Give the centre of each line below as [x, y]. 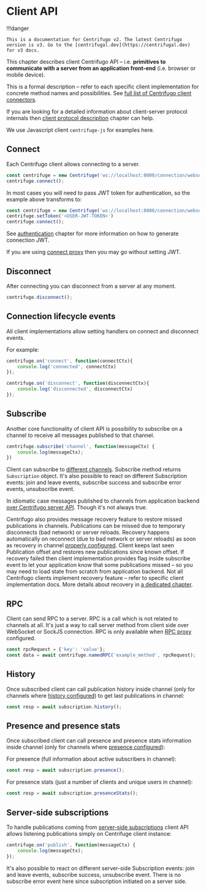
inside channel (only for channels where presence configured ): [86, 747]
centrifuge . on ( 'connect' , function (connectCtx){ [70, 361]
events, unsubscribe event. [40, 489]
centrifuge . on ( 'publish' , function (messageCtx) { [71, 845]
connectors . [21, 99]
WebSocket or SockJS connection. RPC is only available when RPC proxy [99, 632]
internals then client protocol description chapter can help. [80, 118]
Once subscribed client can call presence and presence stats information [99, 741]
